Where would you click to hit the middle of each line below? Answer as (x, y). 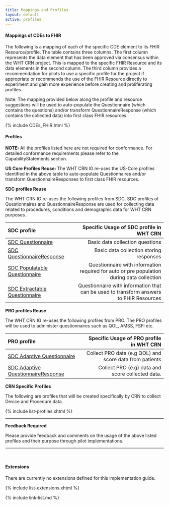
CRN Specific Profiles (28, 386)
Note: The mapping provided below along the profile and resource (74, 99)
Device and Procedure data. (34, 401)
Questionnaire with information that (119, 286)
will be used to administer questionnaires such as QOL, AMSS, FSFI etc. (79, 325)
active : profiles (23, 19)
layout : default (22, 15)
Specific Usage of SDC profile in (122, 227)
